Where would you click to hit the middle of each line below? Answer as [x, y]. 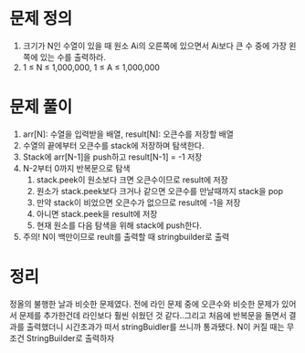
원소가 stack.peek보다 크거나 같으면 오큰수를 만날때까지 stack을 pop [159, 191]
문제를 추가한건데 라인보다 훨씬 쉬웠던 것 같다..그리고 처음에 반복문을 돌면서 [153, 315]
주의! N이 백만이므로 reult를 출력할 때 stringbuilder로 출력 [126, 236]
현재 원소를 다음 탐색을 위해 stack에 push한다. [119, 225]
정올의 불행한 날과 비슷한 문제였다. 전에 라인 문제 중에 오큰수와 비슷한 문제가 [145, 304]
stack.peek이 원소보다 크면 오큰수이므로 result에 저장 [132, 180]
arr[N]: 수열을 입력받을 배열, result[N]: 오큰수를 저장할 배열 [128, 134]
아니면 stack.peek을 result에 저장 [97, 213]
